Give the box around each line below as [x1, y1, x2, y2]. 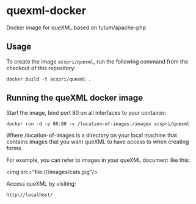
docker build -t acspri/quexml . [6, 76, 92, 82]
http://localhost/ [6, 192, 53, 198]
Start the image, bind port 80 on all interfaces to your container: [6, 109, 167, 116]
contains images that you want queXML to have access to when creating [6, 138, 189, 145]
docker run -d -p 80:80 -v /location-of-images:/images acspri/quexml [6, 120, 190, 127]
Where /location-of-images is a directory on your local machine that [6, 131, 177, 139]
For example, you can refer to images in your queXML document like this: [6, 156, 191, 164]
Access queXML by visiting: [6, 180, 76, 187]
